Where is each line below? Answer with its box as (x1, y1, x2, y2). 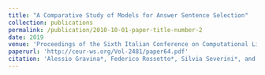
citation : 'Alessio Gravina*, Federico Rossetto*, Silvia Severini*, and (8, 55, 256, 63)
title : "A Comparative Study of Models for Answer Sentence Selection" (8, 11, 248, 20)
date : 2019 (8, 33, 44, 41)
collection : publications (8, 19, 93, 27)
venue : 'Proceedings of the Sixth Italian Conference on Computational (8, 41, 248, 48)
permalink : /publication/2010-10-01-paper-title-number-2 (8, 26, 203, 34)
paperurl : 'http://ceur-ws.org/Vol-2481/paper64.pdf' (8, 48, 189, 55)
